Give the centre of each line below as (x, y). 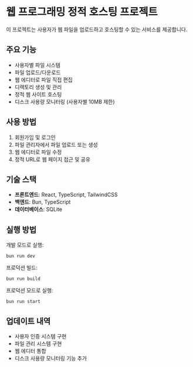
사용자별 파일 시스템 (37, 65)
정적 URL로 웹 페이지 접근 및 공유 (53, 159)
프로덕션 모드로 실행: (30, 291)
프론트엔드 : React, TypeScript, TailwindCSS (66, 195)
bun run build (23, 279)
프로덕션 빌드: (22, 268)
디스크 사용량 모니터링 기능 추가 (50, 358)
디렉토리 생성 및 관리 (38, 87)
